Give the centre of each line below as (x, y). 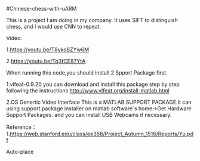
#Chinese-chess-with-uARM (41, 9)
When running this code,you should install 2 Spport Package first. (87, 73)
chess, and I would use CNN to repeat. (54, 27)
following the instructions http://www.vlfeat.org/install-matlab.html (88, 91)
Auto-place (20, 152)
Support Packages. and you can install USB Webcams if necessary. (89, 115)
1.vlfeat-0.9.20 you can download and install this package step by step (93, 84)
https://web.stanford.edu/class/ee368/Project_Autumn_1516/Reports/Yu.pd (102, 134)
